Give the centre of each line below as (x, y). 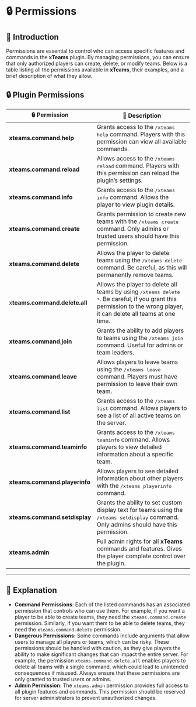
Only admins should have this (137, 524)
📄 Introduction (33, 37)
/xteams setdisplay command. (138, 517)
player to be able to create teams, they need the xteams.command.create (100, 617)
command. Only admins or (133, 228)
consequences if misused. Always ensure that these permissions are (97, 673)
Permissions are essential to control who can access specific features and (95, 51)
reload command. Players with (138, 166)
